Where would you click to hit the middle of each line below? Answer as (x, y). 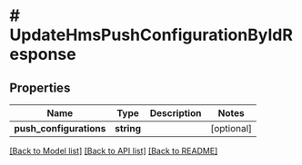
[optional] (232, 128)
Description (176, 113)
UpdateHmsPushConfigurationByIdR (151, 35)
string (128, 128)
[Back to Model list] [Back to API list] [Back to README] (114, 151)
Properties (40, 87)
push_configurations (60, 128)
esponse (43, 54)
